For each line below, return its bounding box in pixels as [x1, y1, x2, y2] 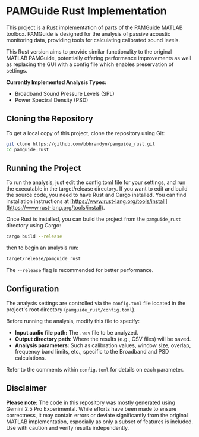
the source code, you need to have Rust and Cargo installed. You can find [6, 192, 187, 199]
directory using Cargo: [6, 222, 61, 229]
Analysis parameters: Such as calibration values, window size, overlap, [14, 341, 191, 349]
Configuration [6, 284, 59, 294]
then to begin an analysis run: [6, 244, 79, 251]
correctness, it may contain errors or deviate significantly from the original [6, 411, 188, 419]
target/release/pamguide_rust [6, 256, 81, 262]
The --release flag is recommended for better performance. [6, 267, 154, 274]
